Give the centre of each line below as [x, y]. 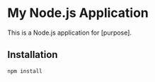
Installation [33, 55]
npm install [25, 71]
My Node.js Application [78, 13]
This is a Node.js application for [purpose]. [70, 33]
